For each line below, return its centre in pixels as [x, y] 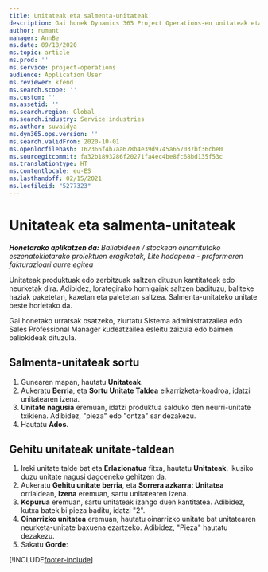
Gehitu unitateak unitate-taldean [92, 449]
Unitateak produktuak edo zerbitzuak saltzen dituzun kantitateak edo [122, 280]
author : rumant [34, 30]
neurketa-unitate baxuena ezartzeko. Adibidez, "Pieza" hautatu [124, 527]
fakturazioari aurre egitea [51, 264]
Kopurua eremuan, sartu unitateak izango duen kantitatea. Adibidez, [133, 502]
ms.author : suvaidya [43, 127]
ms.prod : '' [29, 61]
